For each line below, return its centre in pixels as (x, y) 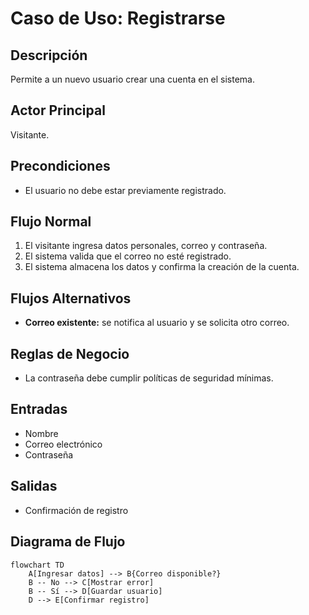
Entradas (39, 409)
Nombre (41, 433)
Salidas (34, 486)
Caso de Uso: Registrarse (118, 18)
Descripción (49, 55)
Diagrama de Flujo (68, 542)
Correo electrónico (63, 444)
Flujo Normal (51, 222)
